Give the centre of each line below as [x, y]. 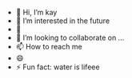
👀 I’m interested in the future [63, 21]
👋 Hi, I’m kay [36, 12]
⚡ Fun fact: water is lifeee [58, 67]
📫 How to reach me [49, 47]
